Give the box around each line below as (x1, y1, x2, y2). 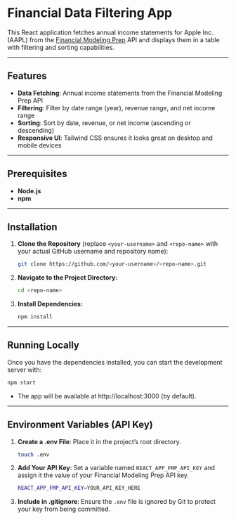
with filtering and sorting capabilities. (7, 43, 114, 51)
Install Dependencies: (17, 300, 83, 308)
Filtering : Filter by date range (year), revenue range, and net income (17, 103, 216, 112)
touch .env (17, 451, 50, 458)
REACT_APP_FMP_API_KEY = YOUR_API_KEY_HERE (17, 485, 141, 492)
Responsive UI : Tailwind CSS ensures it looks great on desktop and (17, 134, 213, 142)
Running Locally (7, 339, 79, 351)
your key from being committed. (17, 505, 111, 514)
